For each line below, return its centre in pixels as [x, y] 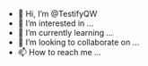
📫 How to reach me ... [59, 52]
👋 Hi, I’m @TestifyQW [57, 14]
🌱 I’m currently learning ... [65, 33]
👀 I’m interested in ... [56, 23]
